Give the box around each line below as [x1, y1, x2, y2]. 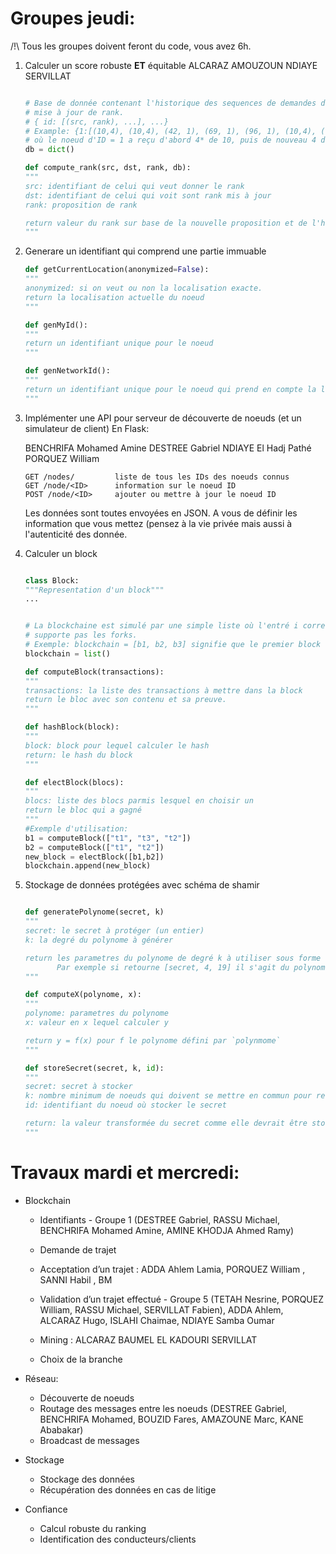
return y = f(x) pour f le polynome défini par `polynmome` [24, 1035, 281, 1046]
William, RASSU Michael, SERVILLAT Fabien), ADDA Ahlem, [39, 1303, 284, 1316]
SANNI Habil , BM [39, 1273, 113, 1286]
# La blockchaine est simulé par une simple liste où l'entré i [24, 621, 299, 631]
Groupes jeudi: [10, 7, 136, 30]
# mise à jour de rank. [24, 107, 125, 117]
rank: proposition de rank [24, 200, 138, 210]
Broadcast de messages [39, 1434, 140, 1446]
